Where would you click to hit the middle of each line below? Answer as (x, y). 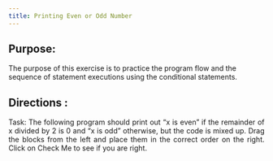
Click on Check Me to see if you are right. (78, 148)
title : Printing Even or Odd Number (70, 16)
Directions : (38, 102)
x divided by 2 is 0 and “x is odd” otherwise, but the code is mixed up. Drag (136, 131)
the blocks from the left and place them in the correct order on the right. (136, 140)
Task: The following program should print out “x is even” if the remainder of (136, 122)
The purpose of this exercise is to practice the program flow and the (123, 68)
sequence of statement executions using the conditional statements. (123, 77)
